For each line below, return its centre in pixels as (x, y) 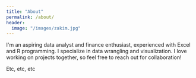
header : (16, 22)
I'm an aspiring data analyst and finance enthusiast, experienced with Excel (99, 45)
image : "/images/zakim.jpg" (46, 28)
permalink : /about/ (30, 17)
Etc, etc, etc (21, 69)
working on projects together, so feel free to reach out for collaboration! (94, 57)
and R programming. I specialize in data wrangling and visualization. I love (97, 51)
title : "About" (25, 12)
